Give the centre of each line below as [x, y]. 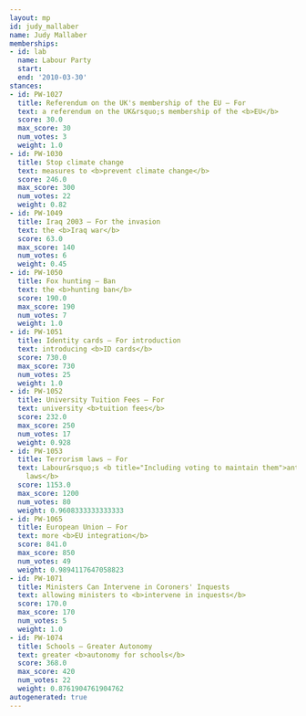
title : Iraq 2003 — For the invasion [89, 221]
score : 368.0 [42, 663]
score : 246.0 [42, 179]
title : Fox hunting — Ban [67, 281]
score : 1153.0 [44, 485]
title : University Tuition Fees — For [92, 400]
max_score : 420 [46, 672]
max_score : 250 [46, 426]
